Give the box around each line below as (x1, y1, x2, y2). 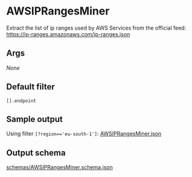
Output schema (6, 147, 66, 158)
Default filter (6, 82, 56, 92)
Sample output (6, 114, 63, 124)
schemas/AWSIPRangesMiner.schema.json (6, 164, 113, 171)
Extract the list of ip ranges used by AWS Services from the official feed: (6, 24, 187, 31)
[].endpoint (6, 98, 36, 104)
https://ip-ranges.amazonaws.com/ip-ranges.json (6, 30, 130, 37)
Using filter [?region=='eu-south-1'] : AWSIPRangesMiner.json (6, 130, 162, 137)
